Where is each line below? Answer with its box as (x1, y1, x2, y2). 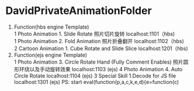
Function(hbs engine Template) (13, 23, 89, 30)
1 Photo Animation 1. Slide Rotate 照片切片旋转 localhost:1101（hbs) (13, 30, 175, 37)
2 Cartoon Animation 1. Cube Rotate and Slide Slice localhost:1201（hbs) (13, 45, 188, 52)
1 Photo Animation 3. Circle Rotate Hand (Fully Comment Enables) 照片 (13, 58, 183, 65)
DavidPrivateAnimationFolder (5, 4, 153, 17)
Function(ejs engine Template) (13, 51, 88, 58)
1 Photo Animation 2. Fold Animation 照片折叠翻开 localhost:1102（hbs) (13, 37, 185, 44)
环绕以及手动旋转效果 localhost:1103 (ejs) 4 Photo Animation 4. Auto (19, 65, 183, 72)
